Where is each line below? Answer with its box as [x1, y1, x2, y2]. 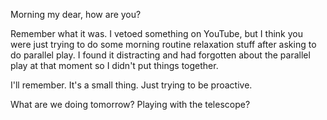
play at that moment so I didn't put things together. [10, 60, 219, 71]
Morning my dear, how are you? [10, 9, 142, 20]
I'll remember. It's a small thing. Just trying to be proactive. [10, 79, 253, 91]
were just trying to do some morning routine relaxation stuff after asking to [10, 39, 317, 50]
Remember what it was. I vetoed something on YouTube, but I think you [10, 28, 303, 39]
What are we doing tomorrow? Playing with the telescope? [10, 99, 251, 110]
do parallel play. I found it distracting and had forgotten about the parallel [10, 49, 311, 61]
